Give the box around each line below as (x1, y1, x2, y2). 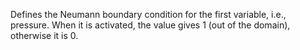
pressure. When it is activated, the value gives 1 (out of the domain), (10, 19, 291, 31)
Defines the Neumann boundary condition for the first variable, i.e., (10, 9, 287, 20)
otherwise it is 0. (10, 30, 79, 41)
